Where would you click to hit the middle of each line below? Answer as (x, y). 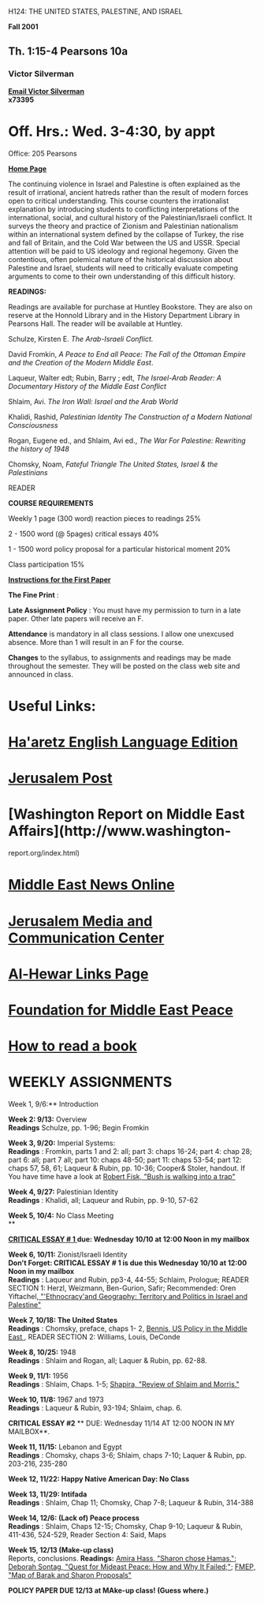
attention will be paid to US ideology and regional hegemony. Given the (123, 251)
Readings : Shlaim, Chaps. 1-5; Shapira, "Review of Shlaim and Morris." (124, 1384)
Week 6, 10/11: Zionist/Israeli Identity (68, 1255)
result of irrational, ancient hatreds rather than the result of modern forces (128, 192)
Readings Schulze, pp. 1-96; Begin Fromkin (79, 1127)
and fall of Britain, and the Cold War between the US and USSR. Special (124, 242)
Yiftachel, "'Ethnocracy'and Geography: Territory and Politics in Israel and (128, 1296)
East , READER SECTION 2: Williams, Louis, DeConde (94, 1337)
